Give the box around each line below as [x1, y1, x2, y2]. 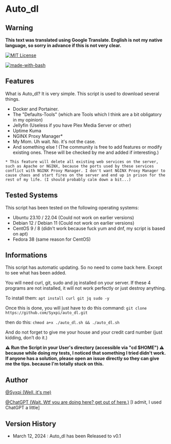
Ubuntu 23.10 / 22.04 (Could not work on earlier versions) [12, 214, 134, 220]
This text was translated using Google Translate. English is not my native [5, 37, 163, 43]
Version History [5, 419, 56, 428]
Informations [5, 251, 47, 260]
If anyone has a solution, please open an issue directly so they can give [5, 356, 159, 362]
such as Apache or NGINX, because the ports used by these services [5, 163, 154, 169]
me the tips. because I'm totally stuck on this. [5, 361, 104, 367]
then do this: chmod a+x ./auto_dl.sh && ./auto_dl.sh [5, 319, 120, 325]
